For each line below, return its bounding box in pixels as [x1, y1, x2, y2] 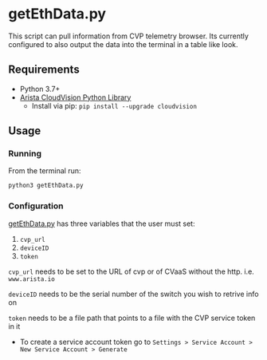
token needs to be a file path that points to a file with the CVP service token [8, 313, 256, 322]
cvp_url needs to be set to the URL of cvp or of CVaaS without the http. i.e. [8, 267, 255, 276]
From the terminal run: [8, 166, 81, 176]
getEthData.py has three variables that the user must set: [8, 219, 195, 228]
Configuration [8, 200, 64, 212]
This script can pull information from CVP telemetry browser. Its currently [8, 31, 249, 41]
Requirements [8, 63, 80, 77]
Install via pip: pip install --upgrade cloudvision [31, 101, 198, 110]
